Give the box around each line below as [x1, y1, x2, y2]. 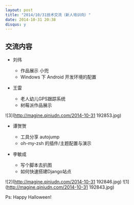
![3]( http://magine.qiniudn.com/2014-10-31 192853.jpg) [5, 112, 122, 118]
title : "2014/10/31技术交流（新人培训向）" [5, 12, 91, 17]
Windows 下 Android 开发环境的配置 [20, 74, 97, 80]
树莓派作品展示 [20, 102, 52, 108]
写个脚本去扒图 [20, 162, 52, 168]
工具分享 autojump [20, 134, 60, 140]
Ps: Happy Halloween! [5, 194, 52, 200]
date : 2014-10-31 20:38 [5, 17, 56, 22]
